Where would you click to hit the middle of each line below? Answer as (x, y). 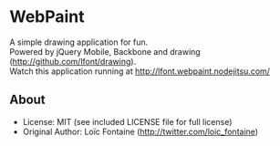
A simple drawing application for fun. (79, 42)
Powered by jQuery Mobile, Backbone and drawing (105, 51)
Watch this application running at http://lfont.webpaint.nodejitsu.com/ (140, 71)
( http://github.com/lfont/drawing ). (73, 61)
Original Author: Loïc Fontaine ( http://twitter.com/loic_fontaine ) (140, 131)
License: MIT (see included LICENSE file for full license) (127, 121)
